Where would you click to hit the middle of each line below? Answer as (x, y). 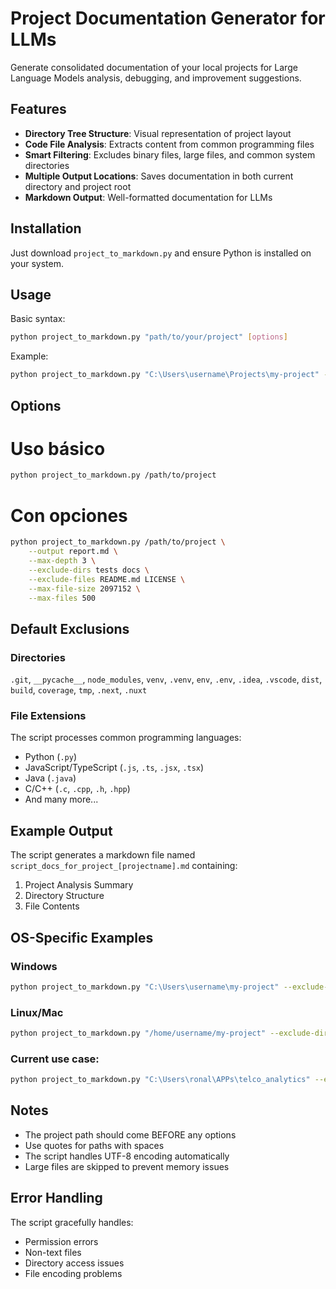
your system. (37, 263)
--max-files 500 (62, 598)
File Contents (52, 906)
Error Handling (56, 1198)
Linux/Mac (37, 1012)
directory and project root (78, 186)
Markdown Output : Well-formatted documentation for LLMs (148, 197)
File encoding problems (73, 1273)
